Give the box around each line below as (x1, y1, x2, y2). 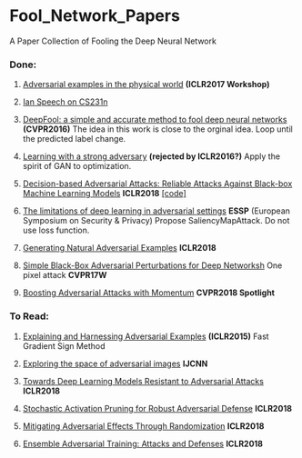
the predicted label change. (22, 134, 126, 144)
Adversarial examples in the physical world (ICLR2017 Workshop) (22, 79, 270, 90)
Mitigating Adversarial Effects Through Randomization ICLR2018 (22, 420, 265, 432)
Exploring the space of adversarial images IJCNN (22, 358, 208, 369)
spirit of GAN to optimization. (22, 161, 132, 172)
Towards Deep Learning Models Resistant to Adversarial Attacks (22, 375, 264, 386)
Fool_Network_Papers (9, 5, 180, 26)
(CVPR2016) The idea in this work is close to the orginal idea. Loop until (22, 124, 293, 134)
